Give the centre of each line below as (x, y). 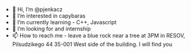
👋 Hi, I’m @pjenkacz (37, 9)
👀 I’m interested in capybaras (49, 16)
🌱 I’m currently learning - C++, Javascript (64, 22)
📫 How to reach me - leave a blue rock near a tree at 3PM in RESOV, (99, 35)
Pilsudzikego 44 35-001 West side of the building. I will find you (92, 44)
